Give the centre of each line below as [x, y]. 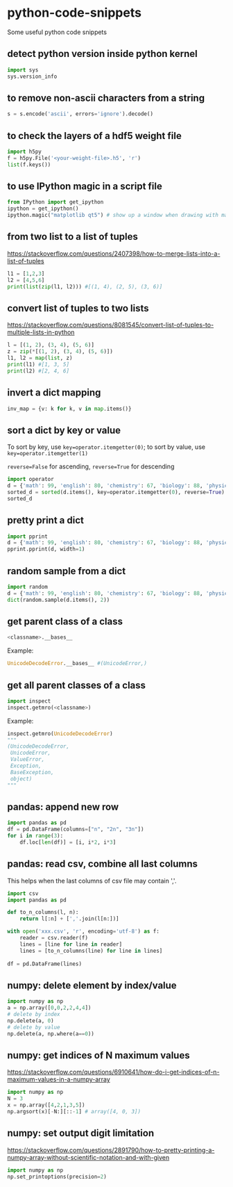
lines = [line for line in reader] [71, 944]
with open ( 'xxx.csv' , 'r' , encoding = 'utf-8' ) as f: [83, 932]
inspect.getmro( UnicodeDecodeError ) [60, 734]
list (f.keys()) [29, 165]
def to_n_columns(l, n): [43, 912]
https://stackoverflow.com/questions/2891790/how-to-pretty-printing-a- [111, 1150]
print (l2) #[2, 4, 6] [38, 371]
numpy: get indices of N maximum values [98, 1055]
